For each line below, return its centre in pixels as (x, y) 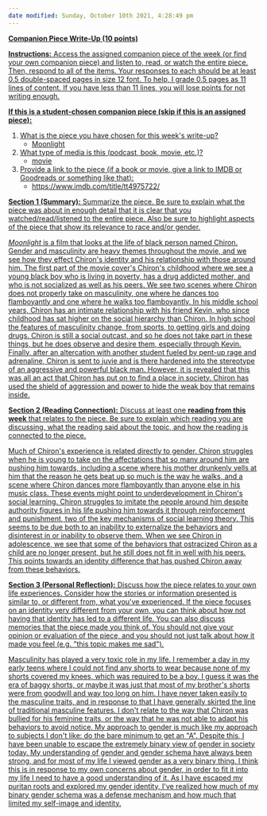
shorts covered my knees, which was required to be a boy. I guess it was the (133, 676)
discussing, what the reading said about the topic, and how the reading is (128, 427)
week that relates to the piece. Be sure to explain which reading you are (126, 418)
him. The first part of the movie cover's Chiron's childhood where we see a (131, 267)
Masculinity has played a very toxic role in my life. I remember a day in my (129, 659)
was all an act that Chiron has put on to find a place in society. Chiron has (128, 377)
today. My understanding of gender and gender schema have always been (130, 752)
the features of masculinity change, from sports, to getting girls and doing (129, 326)
